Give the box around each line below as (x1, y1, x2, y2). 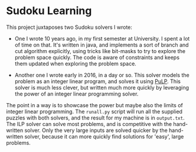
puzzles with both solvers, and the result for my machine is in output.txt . (6, 114, 185, 121)
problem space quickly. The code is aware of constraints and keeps (14, 54, 180, 61)
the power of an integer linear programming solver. (14, 90, 139, 97)
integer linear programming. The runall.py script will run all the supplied (6, 108, 183, 115)
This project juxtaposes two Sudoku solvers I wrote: (6, 24, 133, 31)
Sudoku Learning (6, 4, 92, 18)
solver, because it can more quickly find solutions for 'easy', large (24, 133, 184, 140)
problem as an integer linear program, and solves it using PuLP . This (14, 78, 181, 85)
